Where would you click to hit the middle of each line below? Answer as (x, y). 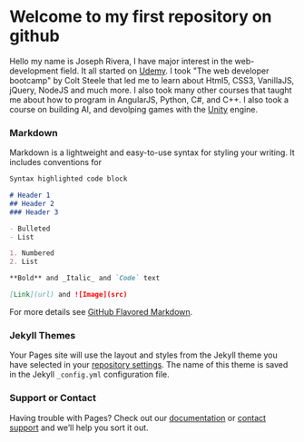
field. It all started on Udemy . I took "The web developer (165, 71)
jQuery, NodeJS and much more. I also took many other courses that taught (151, 90)
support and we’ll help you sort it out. (79, 427)
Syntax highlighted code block (69, 179)
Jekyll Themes (43, 335)
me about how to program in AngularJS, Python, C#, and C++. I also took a (149, 99)
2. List (24, 262)
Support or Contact (53, 398)
